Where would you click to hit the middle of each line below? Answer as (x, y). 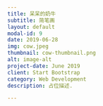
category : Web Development (47, 79)
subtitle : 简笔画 (31, 20)
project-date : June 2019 (44, 66)
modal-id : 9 (25, 33)
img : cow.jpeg (28, 46)
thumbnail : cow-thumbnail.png (52, 53)
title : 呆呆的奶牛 (32, 14)
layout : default (31, 27)
